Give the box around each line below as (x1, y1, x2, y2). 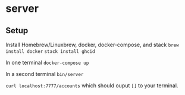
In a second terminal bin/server (5, 71, 84, 77)
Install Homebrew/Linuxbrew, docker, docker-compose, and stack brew (5, 41, 179, 48)
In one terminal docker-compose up (5, 59, 89, 66)
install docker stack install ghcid (5, 49, 96, 55)
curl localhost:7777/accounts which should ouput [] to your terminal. (5, 82, 178, 89)
